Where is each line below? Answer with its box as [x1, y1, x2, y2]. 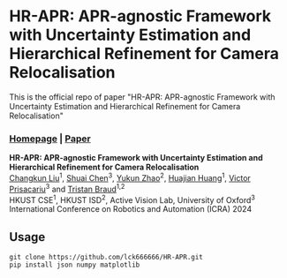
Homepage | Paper [9, 132, 91, 145]
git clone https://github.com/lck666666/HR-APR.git [9, 253, 203, 262]
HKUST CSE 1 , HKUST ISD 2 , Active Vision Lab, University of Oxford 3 [9, 192, 256, 205]
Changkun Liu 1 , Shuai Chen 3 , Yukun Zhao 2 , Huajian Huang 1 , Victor [9, 171, 252, 183]
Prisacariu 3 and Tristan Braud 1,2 [9, 182, 125, 194]
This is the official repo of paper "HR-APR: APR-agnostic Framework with [9, 91, 276, 102]
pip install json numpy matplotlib [9, 260, 140, 270]
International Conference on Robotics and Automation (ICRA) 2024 [9, 204, 253, 214]
